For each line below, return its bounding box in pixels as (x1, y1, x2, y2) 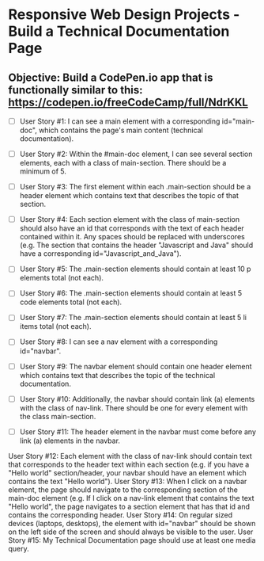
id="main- (221, 116, 255, 126)
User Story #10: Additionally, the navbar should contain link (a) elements (19, 394, 255, 403)
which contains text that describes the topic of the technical (19, 370, 216, 380)
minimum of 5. (19, 166, 67, 176)
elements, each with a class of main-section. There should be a (19, 158, 227, 168)
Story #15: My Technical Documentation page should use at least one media (8, 535, 256, 544)
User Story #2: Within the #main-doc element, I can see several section (19, 149, 253, 159)
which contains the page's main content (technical (38, 125, 203, 135)
